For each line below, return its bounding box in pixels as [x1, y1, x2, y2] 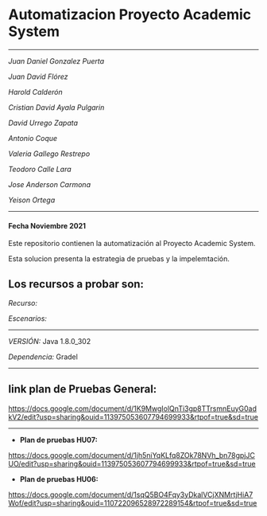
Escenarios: [8, 313, 48, 323]
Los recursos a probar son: [8, 277, 145, 291]
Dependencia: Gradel [8, 352, 78, 362]
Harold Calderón [8, 87, 63, 96]
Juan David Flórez [8, 72, 69, 81]
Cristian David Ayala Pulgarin [8, 102, 105, 112]
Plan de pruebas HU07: [19, 435, 98, 444]
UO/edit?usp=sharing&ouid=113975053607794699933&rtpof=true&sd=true [8, 459, 256, 468]
